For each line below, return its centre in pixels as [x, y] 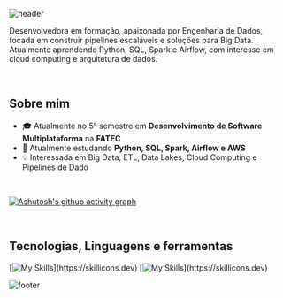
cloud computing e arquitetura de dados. [84, 59]
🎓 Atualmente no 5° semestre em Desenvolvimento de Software [142, 126]
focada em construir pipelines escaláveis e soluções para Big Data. [131, 40]
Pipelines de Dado [55, 167]
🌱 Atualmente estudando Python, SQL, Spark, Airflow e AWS [134, 148]
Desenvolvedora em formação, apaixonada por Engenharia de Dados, [136, 31]
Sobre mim [40, 104]
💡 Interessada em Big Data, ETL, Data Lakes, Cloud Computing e [140, 157]
